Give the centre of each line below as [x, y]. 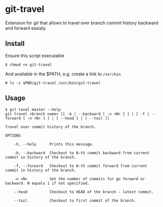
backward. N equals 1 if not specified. [48, 183]
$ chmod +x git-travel [28, 65]
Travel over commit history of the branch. [51, 127]
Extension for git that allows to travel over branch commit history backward [82, 23]
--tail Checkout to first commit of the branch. [75, 201]
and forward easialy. [26, 28]
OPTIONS [13, 135]
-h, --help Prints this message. [54, 144]
